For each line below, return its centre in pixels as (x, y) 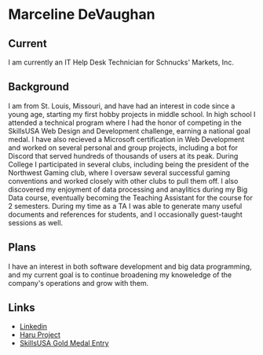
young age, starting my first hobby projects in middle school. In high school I (132, 114)
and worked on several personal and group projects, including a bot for (123, 148)
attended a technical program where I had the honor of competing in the (125, 123)
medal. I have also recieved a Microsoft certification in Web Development (126, 139)
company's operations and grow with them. (79, 283)
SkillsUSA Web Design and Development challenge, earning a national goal (130, 130)
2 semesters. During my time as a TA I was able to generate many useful (125, 206)
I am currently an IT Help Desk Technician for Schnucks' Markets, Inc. (121, 62)
